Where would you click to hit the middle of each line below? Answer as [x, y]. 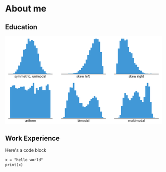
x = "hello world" [24, 160]
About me [26, 9]
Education [21, 27]
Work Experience [33, 138]
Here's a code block [26, 150]
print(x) [14, 165]
